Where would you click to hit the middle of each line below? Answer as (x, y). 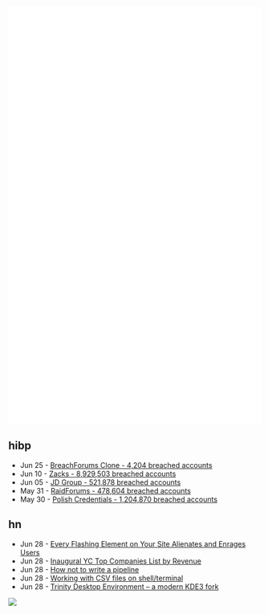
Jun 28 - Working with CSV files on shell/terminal (102, 578)
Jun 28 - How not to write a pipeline (79, 569)
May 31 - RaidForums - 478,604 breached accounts (105, 490)
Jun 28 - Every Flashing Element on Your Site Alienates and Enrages (133, 543)
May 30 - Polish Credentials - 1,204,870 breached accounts (119, 499)
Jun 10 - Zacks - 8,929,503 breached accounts (98, 474)
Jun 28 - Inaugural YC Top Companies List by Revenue (111, 561)
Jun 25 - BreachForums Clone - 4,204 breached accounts (116, 465)
